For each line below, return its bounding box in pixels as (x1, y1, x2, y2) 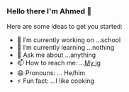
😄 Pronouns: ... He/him (16, 69, 86, 77)
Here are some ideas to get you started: (6, 22, 123, 31)
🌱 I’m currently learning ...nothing (16, 44, 115, 52)
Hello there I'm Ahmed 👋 (6, 6, 92, 16)
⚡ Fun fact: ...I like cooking (16, 77, 95, 85)
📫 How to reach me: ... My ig (16, 59, 101, 67)
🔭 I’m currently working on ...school (16, 36, 121, 44)
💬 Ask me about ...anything (16, 51, 96, 59)
